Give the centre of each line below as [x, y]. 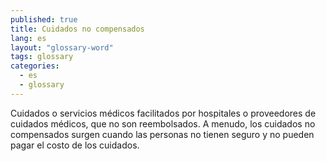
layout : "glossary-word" [62, 47]
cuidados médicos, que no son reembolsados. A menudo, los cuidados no [163, 123]
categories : [35, 66]
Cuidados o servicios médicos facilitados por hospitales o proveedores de [163, 113]
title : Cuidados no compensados [77, 29]
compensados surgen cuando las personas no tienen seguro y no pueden [162, 134]
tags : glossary [42, 57]
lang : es [28, 38]
